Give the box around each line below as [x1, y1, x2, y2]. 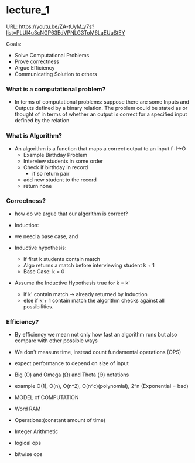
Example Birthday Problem [23, 151, 88, 158]
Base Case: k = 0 [23, 267, 65, 275]
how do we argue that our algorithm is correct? [14, 210, 128, 217]
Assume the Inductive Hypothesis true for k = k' [14, 279, 131, 286]
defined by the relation [14, 117, 70, 124]
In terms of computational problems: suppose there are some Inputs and [14, 98, 189, 105]
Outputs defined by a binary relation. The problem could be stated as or [14, 105, 188, 112]
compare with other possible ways [14, 337, 98, 344]
